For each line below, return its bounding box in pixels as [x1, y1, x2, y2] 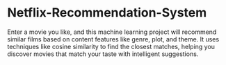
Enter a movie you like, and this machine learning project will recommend [7, 28, 217, 36]
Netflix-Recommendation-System [7, 5, 207, 21]
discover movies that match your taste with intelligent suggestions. [7, 50, 199, 58]
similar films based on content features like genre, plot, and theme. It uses [7, 35, 220, 43]
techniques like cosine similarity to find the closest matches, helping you [7, 42, 216, 50]
